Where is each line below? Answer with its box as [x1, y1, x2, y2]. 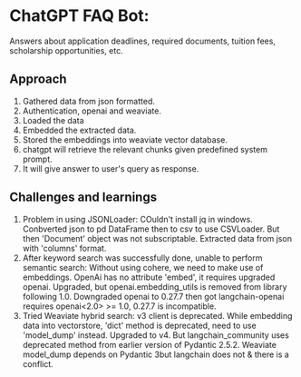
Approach [9, 72, 67, 87]
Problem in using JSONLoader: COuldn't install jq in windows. [22, 213, 254, 224]
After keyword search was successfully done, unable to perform [22, 252, 263, 263]
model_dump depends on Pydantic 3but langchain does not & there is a [22, 349, 290, 360]
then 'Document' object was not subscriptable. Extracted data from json [22, 233, 293, 243]
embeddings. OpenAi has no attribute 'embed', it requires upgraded [22, 272, 276, 283]
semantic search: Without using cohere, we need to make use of [22, 262, 264, 273]
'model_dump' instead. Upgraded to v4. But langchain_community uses [22, 329, 290, 341]
